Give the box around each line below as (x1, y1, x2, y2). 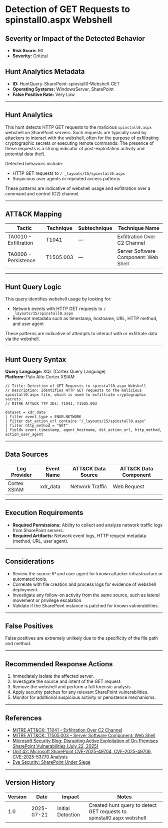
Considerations (5, 557, 54, 566)
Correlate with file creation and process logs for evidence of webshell (12, 581, 156, 587)
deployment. (12, 586, 38, 592)
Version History (5, 778, 55, 787)
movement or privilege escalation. (12, 597, 83, 603)
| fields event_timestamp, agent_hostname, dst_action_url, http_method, (5, 428, 162, 433)
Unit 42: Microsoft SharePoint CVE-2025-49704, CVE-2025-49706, (12, 748, 152, 754)
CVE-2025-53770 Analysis (12, 754, 68, 760)
